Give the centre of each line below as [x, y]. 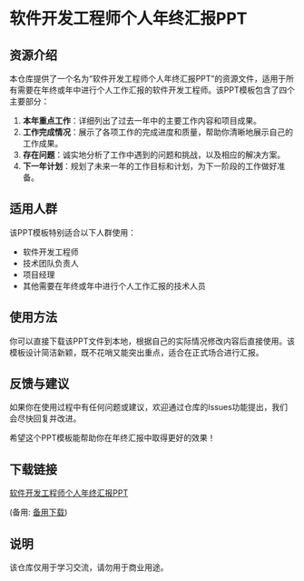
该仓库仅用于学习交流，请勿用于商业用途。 [89, 567]
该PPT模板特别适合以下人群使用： [73, 232]
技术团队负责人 [50, 263]
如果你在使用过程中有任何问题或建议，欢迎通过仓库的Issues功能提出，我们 [149, 407]
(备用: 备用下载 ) [39, 512]
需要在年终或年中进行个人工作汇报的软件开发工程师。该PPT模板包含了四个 [156, 90]
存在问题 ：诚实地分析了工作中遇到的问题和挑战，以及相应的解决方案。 [154, 155]
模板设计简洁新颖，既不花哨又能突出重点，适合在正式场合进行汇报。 [137, 352]
